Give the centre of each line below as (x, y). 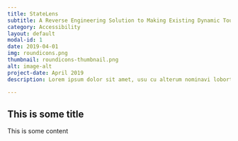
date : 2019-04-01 (33, 47)
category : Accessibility (44, 27)
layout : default (31, 33)
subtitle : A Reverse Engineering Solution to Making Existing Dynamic (114, 20)
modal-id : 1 (25, 40)
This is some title (46, 114)
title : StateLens (33, 14)
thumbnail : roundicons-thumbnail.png (63, 60)
